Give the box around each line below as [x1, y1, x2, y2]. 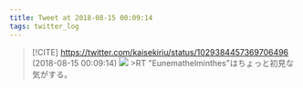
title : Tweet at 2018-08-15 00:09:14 [9, 13, 153, 23]
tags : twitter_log [9, 22, 79, 31]
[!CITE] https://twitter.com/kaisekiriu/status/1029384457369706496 [31, 46, 289, 57]
